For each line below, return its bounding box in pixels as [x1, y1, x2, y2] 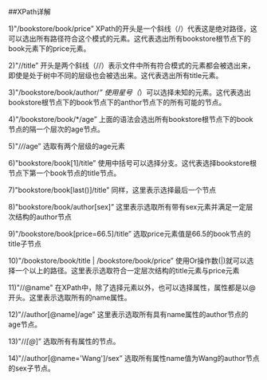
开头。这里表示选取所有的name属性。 [8, 293, 132, 302]
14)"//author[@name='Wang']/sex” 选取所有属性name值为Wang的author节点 [8, 354, 260, 362]
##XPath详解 [8, 7, 51, 16]
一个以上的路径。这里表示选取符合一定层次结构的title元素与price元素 [14, 266, 240, 275]
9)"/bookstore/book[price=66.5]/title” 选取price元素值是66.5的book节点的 [8, 229, 251, 238]
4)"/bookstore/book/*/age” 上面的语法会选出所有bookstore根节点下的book [8, 115, 253, 123]
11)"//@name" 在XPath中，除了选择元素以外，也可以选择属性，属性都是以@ [8, 283, 257, 292]
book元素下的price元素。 [8, 44, 91, 53]
